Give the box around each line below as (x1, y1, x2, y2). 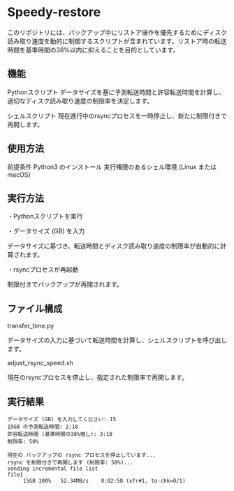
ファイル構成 (7, 302, 63, 314)
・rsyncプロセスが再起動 (7, 265, 79, 274)
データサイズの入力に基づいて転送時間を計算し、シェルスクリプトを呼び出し (7, 336, 228, 344)
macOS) (7, 170, 31, 179)
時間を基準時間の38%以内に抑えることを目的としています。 (7, 45, 180, 54)
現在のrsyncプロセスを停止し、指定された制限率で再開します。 (7, 373, 189, 381)
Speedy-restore (7, 4, 101, 20)
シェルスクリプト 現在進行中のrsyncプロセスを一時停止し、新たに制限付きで (7, 111, 227, 119)
